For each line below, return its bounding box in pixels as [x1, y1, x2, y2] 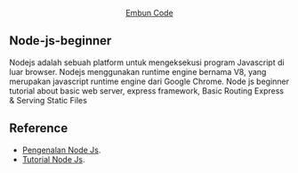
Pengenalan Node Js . [21, 144, 101, 155]
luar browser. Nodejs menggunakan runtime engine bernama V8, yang [9, 66, 267, 77]
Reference [9, 120, 68, 136]
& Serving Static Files [9, 95, 87, 105]
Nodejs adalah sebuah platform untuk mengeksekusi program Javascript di [9, 57, 285, 68]
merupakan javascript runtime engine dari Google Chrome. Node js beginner [9, 76, 290, 86]
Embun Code [125, 8, 173, 18]
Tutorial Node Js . [21, 153, 85, 164]
